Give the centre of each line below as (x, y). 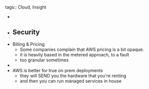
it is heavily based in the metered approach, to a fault (74, 54)
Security (26, 32)
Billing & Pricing (28, 44)
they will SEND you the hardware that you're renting (73, 76)
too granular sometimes (44, 60)
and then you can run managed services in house (71, 81)
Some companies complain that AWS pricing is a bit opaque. (82, 49)
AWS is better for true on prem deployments (58, 70)
